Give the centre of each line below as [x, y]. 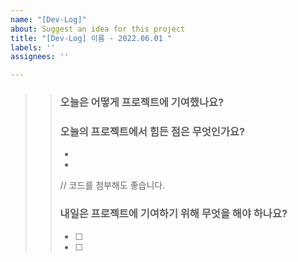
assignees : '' [40, 57]
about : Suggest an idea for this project [98, 29]
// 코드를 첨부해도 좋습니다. [112, 185]
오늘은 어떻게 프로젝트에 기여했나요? [142, 103]
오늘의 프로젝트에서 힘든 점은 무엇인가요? [152, 131]
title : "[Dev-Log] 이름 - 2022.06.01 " [91, 38]
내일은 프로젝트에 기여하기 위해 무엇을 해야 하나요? [173, 214]
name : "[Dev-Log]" [48, 19]
